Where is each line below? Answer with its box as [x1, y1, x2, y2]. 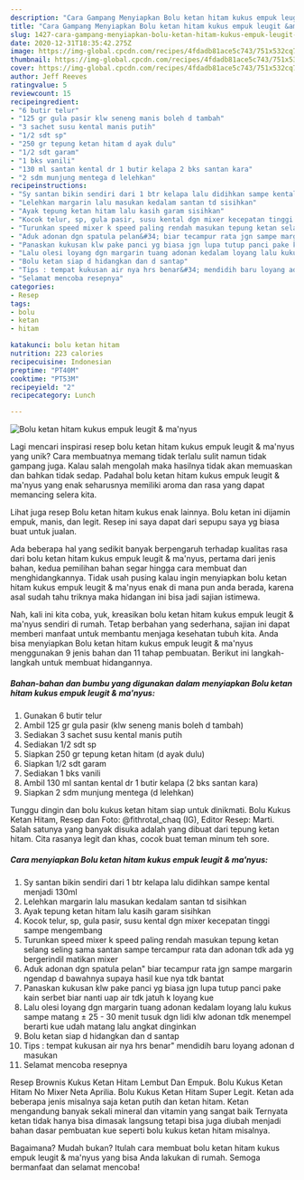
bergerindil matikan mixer [23, 954, 118, 965]
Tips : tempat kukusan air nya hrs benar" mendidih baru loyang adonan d [23, 1041, 295, 1052]
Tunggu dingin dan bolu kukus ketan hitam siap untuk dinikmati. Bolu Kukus [10, 805, 291, 816]
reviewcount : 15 [10, 89, 71, 98]
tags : [10, 299, 31, 308]
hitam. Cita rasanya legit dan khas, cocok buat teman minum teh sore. [10, 834, 270, 845]
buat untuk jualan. [10, 526, 78, 537]
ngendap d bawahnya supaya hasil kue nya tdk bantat [23, 973, 225, 984]
